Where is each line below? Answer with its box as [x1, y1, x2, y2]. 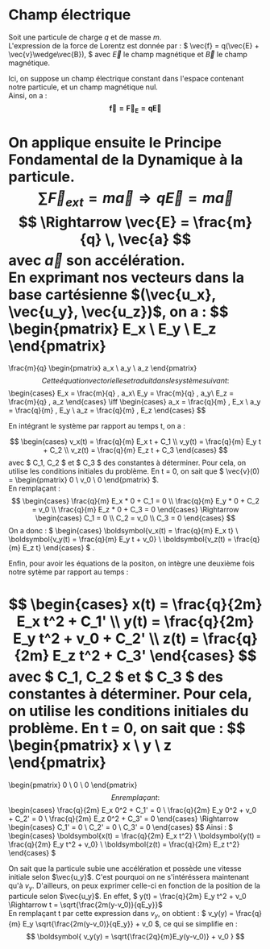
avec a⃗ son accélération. [8, 251, 185, 269]
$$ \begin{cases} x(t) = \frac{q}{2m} [8, 595, 263, 614]
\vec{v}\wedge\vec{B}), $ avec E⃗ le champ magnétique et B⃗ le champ [8, 49, 247, 59]
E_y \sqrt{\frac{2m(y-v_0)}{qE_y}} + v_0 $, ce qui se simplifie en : [23, 918, 238, 928]
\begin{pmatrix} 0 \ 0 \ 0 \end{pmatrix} [8, 780, 138, 790]
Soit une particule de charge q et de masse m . [8, 32, 162, 42]
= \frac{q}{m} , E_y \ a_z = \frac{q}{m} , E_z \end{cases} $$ [8, 405, 206, 416]
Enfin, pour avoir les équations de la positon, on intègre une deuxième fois [8, 558, 255, 569]
